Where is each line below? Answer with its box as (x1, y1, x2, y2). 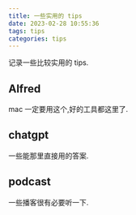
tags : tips (8, 27, 45, 35)
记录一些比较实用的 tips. (8, 58, 89, 67)
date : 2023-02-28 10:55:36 (8, 19, 100, 28)
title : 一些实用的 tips (8, 11, 83, 20)
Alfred (8, 82, 41, 96)
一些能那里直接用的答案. (8, 151, 89, 161)
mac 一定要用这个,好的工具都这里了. (8, 105, 129, 114)
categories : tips (8, 34, 67, 43)
